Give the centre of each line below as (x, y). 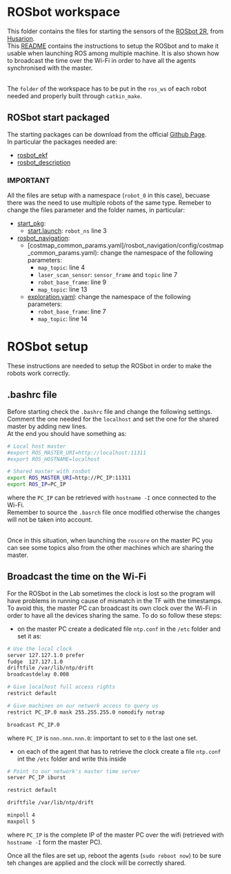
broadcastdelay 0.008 (38, 674)
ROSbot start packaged (59, 118)
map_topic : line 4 (61, 267)
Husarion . (21, 38)
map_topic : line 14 (62, 319)
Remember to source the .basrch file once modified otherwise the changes (114, 513)
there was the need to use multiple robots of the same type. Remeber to (109, 203)
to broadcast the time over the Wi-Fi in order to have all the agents (102, 60)
